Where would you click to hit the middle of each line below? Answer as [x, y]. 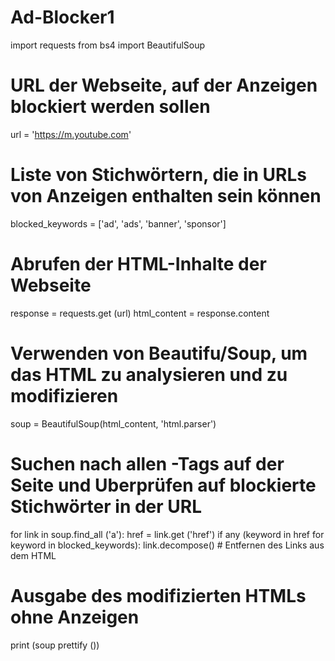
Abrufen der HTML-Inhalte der [138, 264]
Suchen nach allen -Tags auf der [147, 463]
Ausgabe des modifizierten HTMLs [158, 595]
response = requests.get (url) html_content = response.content [140, 313]
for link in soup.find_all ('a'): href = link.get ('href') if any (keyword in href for [167, 534]
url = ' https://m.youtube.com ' [71, 134]
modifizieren [64, 395]
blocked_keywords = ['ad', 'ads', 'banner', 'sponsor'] [118, 223]
